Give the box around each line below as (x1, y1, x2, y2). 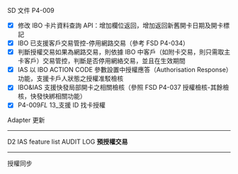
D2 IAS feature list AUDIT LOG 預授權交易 (7, 137, 128, 146)
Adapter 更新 (7, 116, 45, 124)
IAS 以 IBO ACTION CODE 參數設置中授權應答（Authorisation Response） (17, 66, 229, 74)
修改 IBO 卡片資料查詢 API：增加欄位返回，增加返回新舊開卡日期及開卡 (17, 21, 224, 30)
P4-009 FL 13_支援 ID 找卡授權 (17, 101, 106, 110)
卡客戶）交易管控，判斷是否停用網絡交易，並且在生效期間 (17, 57, 186, 65)
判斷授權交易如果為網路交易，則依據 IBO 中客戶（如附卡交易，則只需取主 (17, 48, 231, 57)
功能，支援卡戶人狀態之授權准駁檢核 (17, 74, 124, 83)
